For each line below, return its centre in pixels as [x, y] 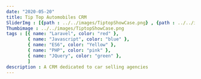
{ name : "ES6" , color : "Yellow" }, [72, 45]
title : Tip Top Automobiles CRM [46, 17]
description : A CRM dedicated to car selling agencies [77, 67]
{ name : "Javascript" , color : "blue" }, [79, 39]
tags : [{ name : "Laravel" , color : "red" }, [63, 34]
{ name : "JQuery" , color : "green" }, [74, 56]
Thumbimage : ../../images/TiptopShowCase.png [65, 28]
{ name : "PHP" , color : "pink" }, [69, 50]
